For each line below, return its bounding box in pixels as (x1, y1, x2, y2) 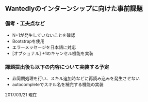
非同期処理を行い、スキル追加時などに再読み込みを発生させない (12, 75, 140, 81)
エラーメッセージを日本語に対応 (12, 44, 76, 50)
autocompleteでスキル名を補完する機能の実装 (12, 81, 104, 87)
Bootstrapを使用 (12, 38, 45, 44)
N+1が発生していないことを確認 (12, 32, 75, 38)
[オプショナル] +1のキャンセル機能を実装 (12, 50, 94, 56)
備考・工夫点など (5, 20, 45, 27)
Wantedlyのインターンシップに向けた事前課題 (5, 4, 143, 13)
